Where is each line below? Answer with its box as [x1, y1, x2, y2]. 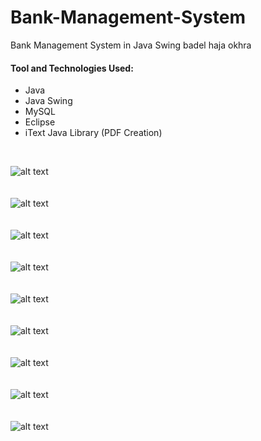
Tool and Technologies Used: [10, 62, 134, 74]
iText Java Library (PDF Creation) [24, 127, 163, 139]
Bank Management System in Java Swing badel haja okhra [10, 39, 252, 51]
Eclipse [24, 116, 56, 128]
